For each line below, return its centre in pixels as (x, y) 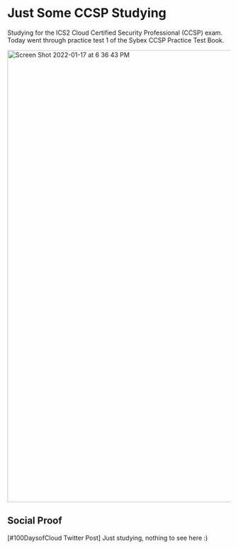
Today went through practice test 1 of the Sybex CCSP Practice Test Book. (116, 40)
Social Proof (35, 521)
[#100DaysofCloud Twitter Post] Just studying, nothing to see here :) (108, 538)
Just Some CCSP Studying (87, 13)
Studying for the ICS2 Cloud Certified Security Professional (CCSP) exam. (115, 33)
